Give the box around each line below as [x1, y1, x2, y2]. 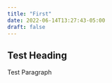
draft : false [7, 23, 46, 30]
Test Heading [7, 49, 68, 61]
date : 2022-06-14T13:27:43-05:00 [7, 17, 106, 24]
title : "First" [7, 10, 52, 18]
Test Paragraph [7, 68, 52, 77]
